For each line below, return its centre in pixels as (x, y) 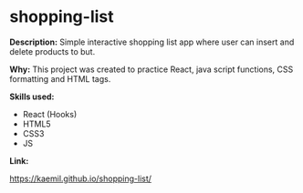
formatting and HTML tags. (60, 78)
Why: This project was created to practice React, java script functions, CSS (151, 69)
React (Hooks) (50, 114)
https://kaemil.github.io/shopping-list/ (81, 178)
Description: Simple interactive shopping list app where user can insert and (152, 42)
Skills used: (32, 96)
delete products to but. (52, 51)
